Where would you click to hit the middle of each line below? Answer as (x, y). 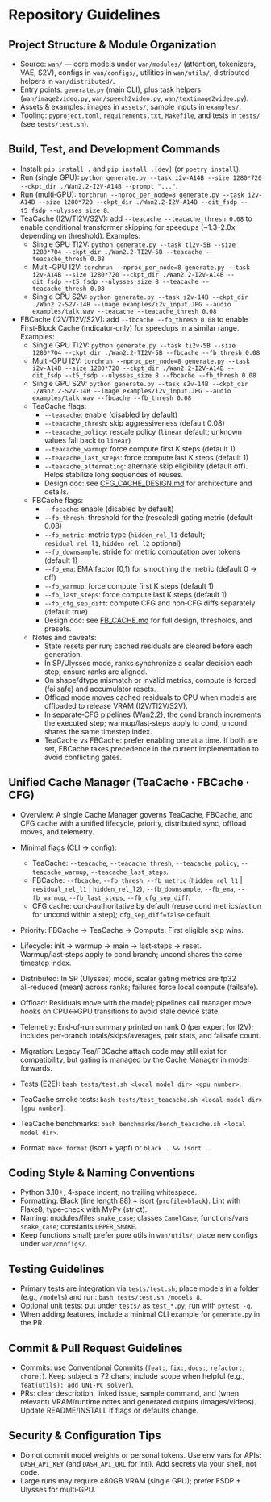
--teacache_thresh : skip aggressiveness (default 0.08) (135, 423)
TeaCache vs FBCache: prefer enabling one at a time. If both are (151, 740)
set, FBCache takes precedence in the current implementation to (152, 748)
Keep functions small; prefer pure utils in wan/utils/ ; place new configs (139, 1235)
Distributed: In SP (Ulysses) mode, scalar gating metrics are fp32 (128, 978)
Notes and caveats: (64, 637)
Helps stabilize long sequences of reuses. (114, 474)
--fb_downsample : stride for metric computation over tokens (142, 551)
